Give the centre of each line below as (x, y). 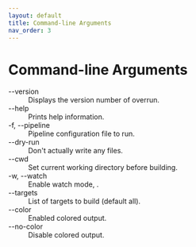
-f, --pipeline (29, 125)
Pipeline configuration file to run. (81, 134)
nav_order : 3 (30, 30)
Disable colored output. (66, 235)
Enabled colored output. (67, 218)
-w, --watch (28, 176)
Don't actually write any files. (75, 151)
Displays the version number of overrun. (94, 100)
